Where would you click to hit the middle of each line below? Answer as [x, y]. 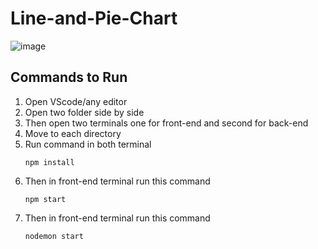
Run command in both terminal [88, 144]
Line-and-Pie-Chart [94, 18]
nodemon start [54, 236]
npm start [45, 199]
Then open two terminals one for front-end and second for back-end [166, 123]
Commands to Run [69, 77]
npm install [49, 162]
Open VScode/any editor [76, 101]
